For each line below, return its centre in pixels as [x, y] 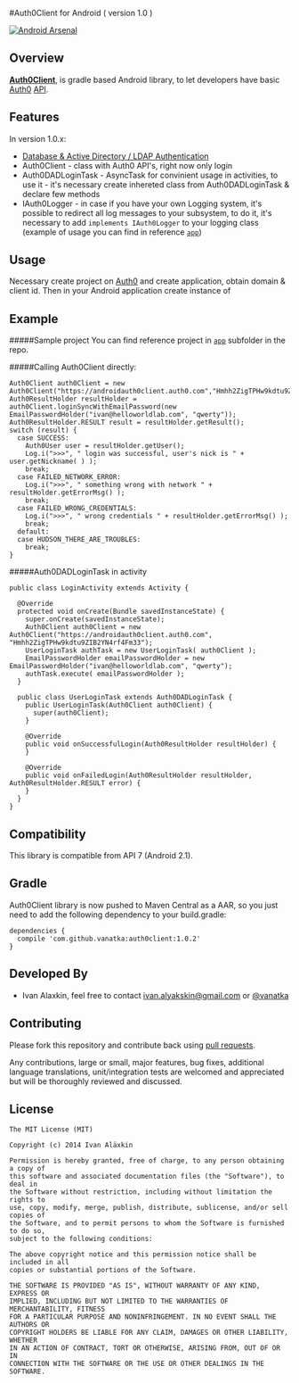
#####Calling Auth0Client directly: [73, 367]
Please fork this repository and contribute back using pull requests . [133, 1045]
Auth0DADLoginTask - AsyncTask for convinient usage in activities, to [150, 175]
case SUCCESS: [43, 438]
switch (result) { [43, 431]
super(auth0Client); [71, 713]
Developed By [49, 974]
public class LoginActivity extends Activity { [99, 588]
